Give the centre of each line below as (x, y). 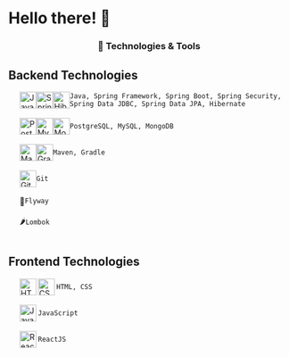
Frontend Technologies (74, 262)
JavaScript (58, 313)
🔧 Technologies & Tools (149, 46)
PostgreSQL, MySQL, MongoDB (122, 126)
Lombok (37, 222)
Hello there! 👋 (59, 18)
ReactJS (52, 339)
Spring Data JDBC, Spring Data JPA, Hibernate (158, 104)
